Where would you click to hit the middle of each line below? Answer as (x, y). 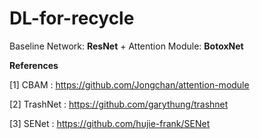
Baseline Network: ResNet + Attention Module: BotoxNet (126, 46)
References (34, 65)
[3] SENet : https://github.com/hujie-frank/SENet (110, 123)
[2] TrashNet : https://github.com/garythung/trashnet (119, 104)
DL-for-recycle (72, 18)
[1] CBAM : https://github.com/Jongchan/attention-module (129, 84)
